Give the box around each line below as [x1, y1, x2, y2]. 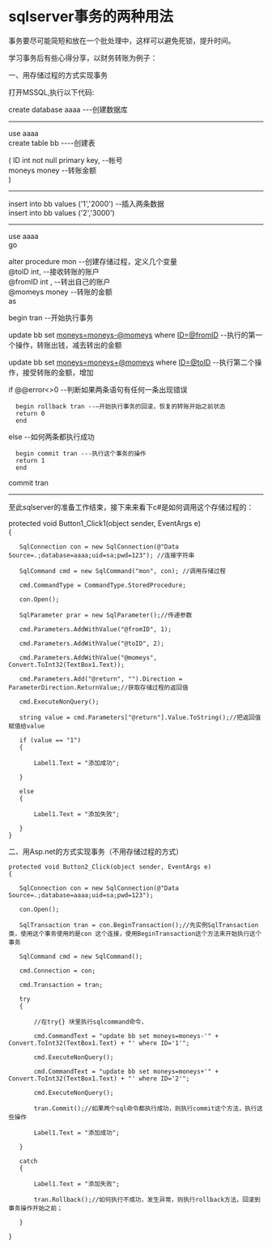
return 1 [15, 456, 45, 464]
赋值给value [8, 722, 45, 730]
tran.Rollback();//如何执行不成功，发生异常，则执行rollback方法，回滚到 [33, 1195, 261, 1203]
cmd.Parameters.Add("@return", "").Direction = [19, 674, 183, 683]
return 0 [15, 409, 45, 417]
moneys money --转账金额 [8, 165, 97, 175]
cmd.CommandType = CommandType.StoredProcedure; [19, 581, 186, 589]
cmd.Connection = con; [19, 966, 96, 975]
